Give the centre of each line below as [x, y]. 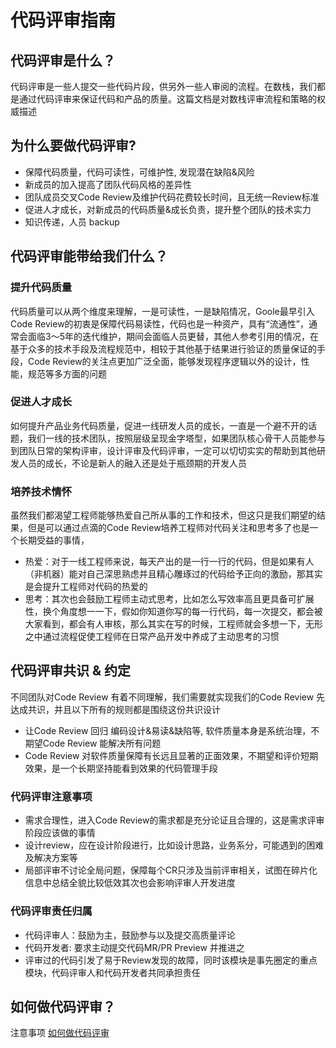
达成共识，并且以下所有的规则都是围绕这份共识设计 [115, 709]
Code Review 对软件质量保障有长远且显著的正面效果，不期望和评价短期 [171, 755]
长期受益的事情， [54, 540]
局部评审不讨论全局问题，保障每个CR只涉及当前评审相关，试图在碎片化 [171, 870]
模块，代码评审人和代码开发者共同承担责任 [112, 972]
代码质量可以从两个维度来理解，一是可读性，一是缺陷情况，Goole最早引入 [162, 311]
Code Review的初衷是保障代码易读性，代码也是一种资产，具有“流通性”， [159, 323]
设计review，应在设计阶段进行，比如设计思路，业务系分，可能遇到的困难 [174, 845]
